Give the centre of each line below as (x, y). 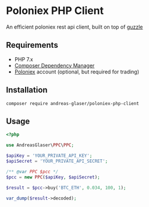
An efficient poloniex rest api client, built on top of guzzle (74, 27)
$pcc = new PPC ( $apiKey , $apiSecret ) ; (53, 177)
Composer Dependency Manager (54, 65)
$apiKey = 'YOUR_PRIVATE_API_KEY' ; (49, 156)
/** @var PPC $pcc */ (32, 171)
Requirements (32, 45)
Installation (27, 90)
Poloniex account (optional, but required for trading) (77, 72)
